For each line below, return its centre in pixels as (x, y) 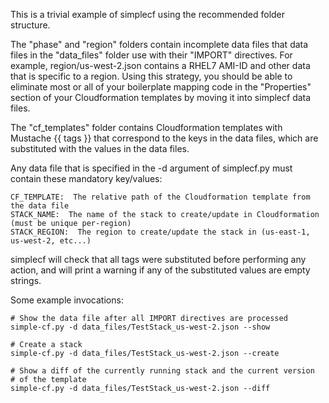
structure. (30, 25)
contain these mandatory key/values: (86, 178)
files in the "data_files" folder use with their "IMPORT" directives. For (151, 55)
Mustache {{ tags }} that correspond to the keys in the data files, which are (164, 138)
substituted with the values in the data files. (100, 148)
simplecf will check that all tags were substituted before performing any (158, 259)
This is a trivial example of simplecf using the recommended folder (148, 14)
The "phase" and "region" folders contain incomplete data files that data (159, 44)
